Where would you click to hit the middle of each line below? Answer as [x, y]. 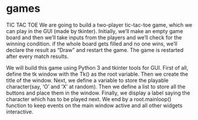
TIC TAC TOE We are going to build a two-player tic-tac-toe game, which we [99, 25]
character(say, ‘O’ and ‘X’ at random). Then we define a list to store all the [96, 86]
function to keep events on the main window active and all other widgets [94, 105]
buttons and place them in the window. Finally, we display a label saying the [98, 93]
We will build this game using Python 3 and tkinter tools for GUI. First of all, [97, 67]
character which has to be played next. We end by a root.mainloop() [89, 99]
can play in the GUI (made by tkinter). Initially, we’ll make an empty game [95, 31]
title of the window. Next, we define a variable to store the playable [87, 80]
